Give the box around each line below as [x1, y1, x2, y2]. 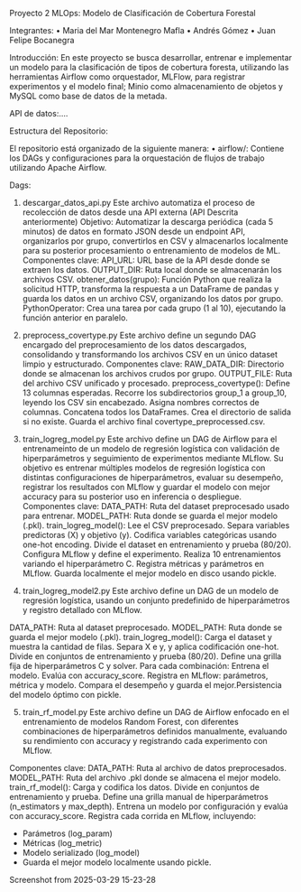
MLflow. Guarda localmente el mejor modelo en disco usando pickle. [22, 568, 277, 579]
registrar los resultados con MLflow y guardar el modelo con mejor [22, 482, 270, 492]
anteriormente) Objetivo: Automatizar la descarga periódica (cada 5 [22, 217, 274, 227]
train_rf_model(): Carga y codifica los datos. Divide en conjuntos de [9, 782, 260, 793]
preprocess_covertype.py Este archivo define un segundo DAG [22, 330, 257, 340]
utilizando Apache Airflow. [9, 163, 107, 172]
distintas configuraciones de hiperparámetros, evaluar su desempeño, [22, 472, 284, 482]
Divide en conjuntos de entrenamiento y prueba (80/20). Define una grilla [9, 651, 282, 662]
